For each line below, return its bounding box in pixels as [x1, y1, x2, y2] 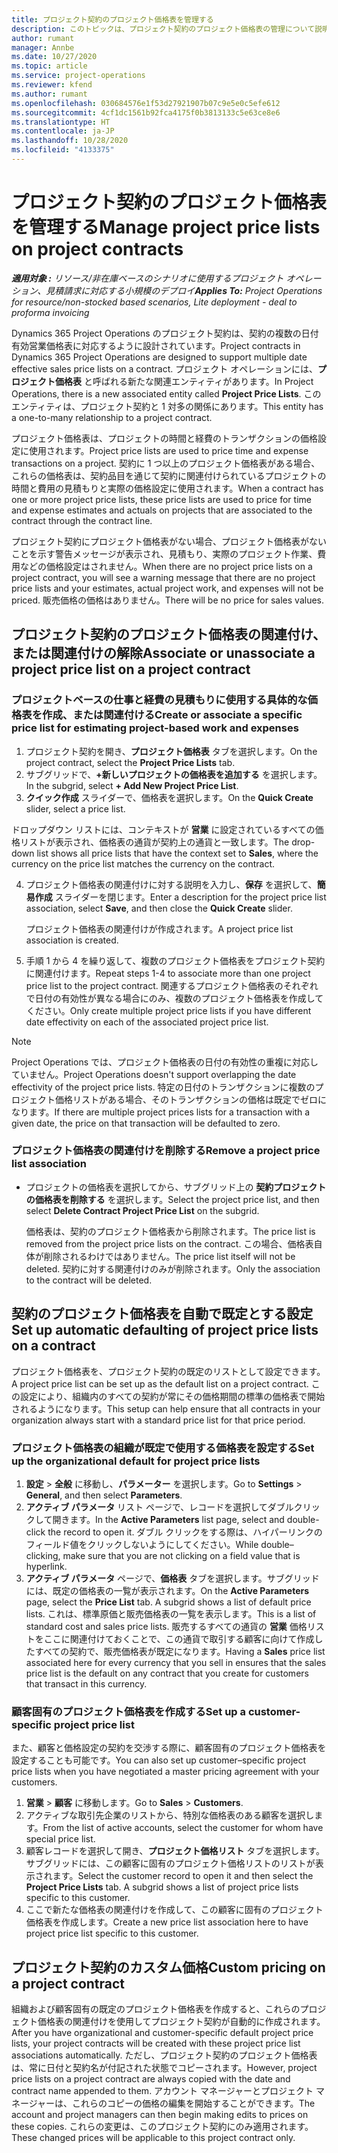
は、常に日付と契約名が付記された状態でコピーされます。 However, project [11, 2062, 318, 2074]
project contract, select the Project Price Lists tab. [25, 756, 236, 768]
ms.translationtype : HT [11, 117, 111, 127]
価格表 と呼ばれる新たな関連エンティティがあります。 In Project [54, 375, 314, 387]
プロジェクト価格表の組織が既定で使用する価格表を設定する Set [11, 1441, 315, 1455]
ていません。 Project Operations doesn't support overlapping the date [11, 1068, 297, 1080]
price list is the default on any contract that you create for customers [25, 1667, 309, 1679]
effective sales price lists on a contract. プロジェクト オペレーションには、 [11, 362, 318, 375]
